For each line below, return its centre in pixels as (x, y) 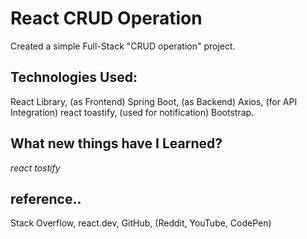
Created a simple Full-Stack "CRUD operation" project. (123, 46)
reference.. (46, 198)
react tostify (35, 168)
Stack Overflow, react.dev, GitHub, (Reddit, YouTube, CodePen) (141, 223)
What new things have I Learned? (116, 143)
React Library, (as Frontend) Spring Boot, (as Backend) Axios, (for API (154, 101)
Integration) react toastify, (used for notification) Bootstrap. (132, 112)
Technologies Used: (74, 77)
